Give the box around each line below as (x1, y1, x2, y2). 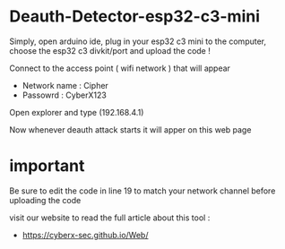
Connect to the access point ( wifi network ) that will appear (9, 63, 231, 73)
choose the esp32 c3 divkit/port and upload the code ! (9, 45, 211, 56)
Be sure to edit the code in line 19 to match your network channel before (9, 185, 276, 196)
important (9, 156, 85, 176)
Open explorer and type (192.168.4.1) (9, 107, 144, 117)
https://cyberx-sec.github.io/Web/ (22, 229, 149, 240)
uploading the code (9, 194, 82, 205)
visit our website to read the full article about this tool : (9, 212, 211, 223)
